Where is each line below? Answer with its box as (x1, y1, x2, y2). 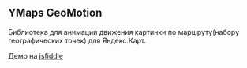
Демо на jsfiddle (8, 51, 63, 60)
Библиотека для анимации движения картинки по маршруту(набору (8, 27, 240, 36)
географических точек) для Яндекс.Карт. (8, 36, 147, 45)
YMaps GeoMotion (8, 6, 103, 20)
